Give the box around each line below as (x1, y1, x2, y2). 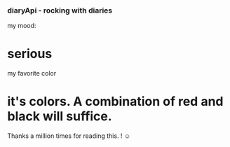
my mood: (7, 22, 36, 30)
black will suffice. (7, 108, 112, 125)
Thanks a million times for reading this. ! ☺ (7, 132, 131, 140)
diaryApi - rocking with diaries (7, 6, 113, 15)
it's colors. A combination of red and (7, 94, 224, 110)
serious (7, 46, 53, 62)
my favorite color (7, 69, 57, 78)
